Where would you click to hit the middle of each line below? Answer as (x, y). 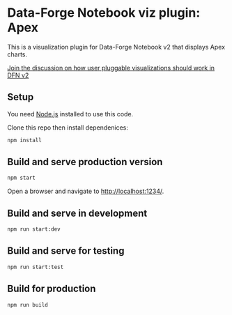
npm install (24, 140)
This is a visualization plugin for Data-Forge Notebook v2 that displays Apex (116, 47)
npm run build (28, 305)
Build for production (52, 289)
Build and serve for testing (66, 251)
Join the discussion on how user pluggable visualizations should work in (111, 68)
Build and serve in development (77, 213)
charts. (17, 54)
